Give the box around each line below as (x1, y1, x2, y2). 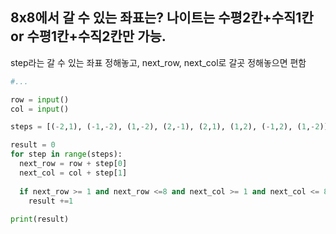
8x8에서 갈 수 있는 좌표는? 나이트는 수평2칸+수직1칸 (10, 9, 314, 27)
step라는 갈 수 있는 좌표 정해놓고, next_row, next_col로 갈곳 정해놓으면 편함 (10, 56, 307, 68)
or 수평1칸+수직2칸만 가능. (10, 28, 167, 45)
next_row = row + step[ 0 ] (19, 159, 128, 169)
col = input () (10, 104, 70, 114)
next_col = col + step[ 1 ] (19, 168, 128, 178)
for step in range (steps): (10, 149, 123, 160)
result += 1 (28, 196, 74, 206)
